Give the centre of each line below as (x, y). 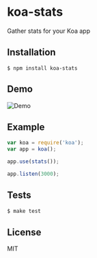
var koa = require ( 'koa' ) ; (45, 143)
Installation (31, 52)
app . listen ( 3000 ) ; (33, 174)
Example (26, 127)
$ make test (24, 211)
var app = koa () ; (32, 149)
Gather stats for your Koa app (49, 31)
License (24, 232)
